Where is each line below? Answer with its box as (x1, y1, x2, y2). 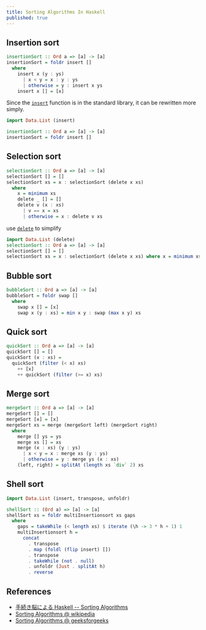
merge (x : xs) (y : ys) (17, 445, 81, 451)
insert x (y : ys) (17, 71, 64, 77)
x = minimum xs (17, 191, 56, 197)
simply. (6, 106, 25, 113)
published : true (6, 15, 48, 21)
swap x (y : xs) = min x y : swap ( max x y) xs (17, 310, 141, 316)
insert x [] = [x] (17, 88, 64, 94)
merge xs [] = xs (17, 439, 62, 446)
